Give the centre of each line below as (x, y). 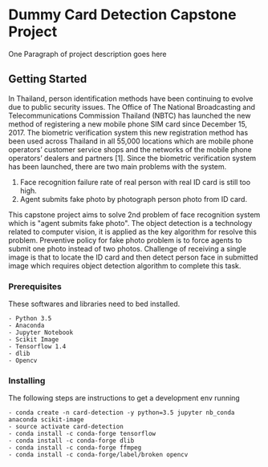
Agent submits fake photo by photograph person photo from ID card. (133, 199)
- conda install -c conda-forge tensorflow (82, 434)
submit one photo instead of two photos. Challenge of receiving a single (128, 248)
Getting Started (48, 79)
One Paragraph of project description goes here (87, 54)
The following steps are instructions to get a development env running (124, 398)
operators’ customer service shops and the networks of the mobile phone (130, 149)
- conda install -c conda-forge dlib (71, 441)
